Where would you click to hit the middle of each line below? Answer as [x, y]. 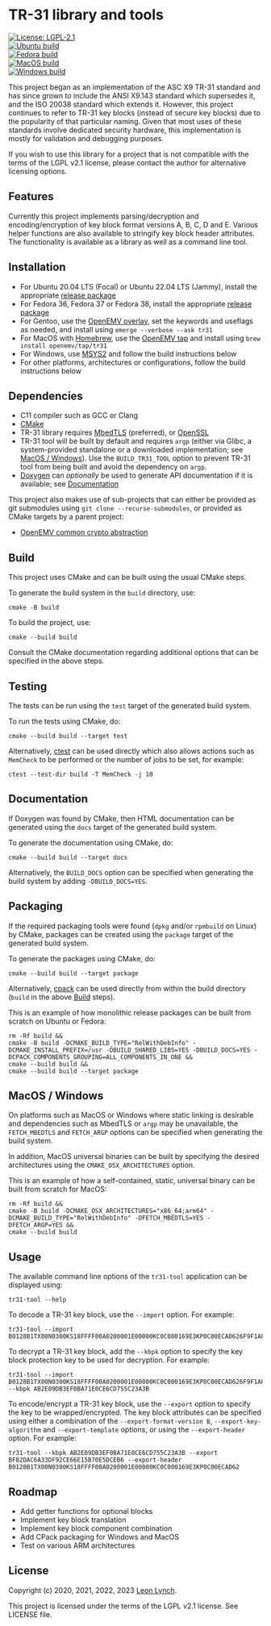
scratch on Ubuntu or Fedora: [57, 1021]
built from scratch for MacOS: [58, 1189]
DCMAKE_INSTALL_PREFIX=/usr [56, 1050]
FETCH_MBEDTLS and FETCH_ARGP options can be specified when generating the [135, 1132]
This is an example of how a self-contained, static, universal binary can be [132, 1181]
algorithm [25, 1430]
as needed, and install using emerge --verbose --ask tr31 [116, 329]
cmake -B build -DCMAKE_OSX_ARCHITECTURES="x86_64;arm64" [108, 1211]
